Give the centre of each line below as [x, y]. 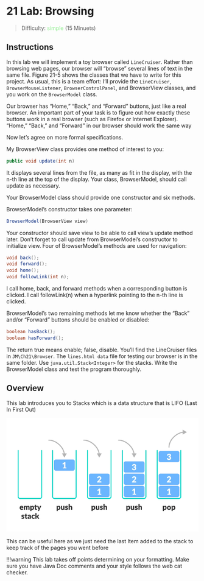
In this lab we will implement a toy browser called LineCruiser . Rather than [100, 62]
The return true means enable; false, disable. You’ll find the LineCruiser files [102, 350]
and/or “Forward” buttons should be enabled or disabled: [78, 320]
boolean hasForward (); [35, 338]
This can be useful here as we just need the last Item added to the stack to [100, 541]
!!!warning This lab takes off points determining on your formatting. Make [98, 559]
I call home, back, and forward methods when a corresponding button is [97, 288]
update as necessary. [33, 185]
